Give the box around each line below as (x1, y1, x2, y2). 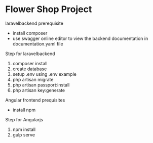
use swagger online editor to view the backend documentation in (12, 35, 148, 41)
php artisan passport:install (12, 82, 70, 88)
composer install (12, 60, 48, 66)
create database (12, 66, 47, 72)
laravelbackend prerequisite (5, 20, 63, 26)
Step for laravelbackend (5, 51, 55, 57)
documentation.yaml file (12, 40, 63, 46)
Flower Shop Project (5, 4, 92, 15)
